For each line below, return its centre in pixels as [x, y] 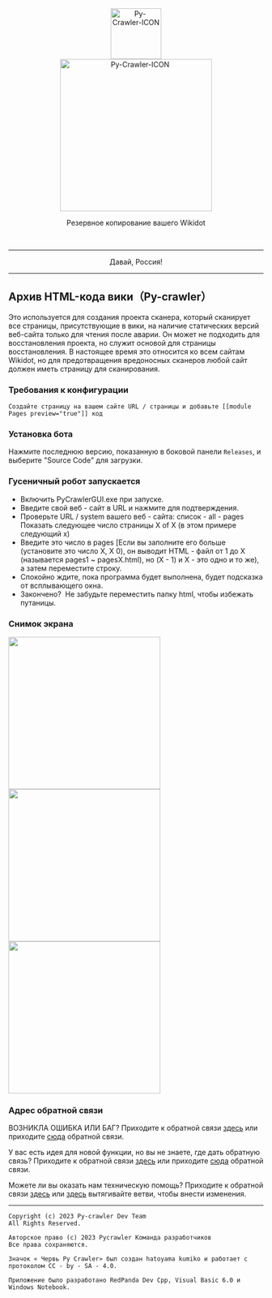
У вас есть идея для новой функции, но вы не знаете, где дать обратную [134, 1153]
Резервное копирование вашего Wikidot [136, 223]
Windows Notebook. [39, 1287]
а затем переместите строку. [71, 568]
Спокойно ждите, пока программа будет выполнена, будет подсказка [141, 576]
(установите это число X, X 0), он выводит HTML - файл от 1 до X [132, 550]
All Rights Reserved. [45, 1224]
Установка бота [40, 434]
